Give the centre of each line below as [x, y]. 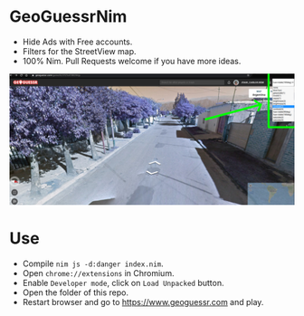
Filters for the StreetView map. [80, 51]
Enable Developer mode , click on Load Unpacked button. [123, 283]
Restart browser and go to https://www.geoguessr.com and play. [143, 302]
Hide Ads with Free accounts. [77, 42]
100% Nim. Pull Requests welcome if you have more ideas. [132, 61]
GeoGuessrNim [68, 17]
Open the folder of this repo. [76, 292]
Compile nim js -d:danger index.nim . [93, 263]
